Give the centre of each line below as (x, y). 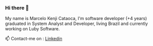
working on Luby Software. (32, 29)
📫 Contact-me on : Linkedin (34, 39)
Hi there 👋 (17, 8)
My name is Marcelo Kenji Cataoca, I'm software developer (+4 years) (76, 19)
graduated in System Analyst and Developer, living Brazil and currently (76, 23)
